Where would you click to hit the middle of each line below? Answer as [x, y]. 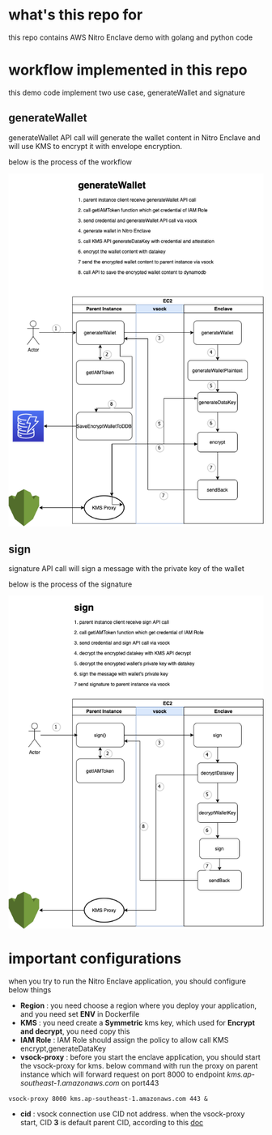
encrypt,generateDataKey [63, 1048]
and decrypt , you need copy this [75, 1031]
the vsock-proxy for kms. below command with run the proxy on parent [139, 1065]
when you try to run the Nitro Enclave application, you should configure [127, 981]
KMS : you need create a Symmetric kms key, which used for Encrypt [137, 1022]
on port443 [140, 1082]
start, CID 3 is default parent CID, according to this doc [112, 1122]
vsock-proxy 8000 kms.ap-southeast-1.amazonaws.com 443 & [108, 1099]
